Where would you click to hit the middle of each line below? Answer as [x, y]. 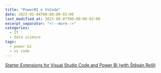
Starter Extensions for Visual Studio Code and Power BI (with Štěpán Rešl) [80, 65]
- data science [25, 37]
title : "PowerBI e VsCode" [33, 10]
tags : [11, 42]
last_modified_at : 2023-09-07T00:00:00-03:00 [53, 19]
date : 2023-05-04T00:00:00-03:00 [40, 14]
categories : [17, 28]
